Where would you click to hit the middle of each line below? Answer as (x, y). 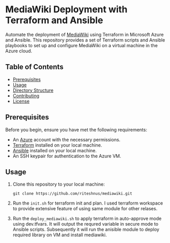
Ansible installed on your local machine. (55, 150)
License (21, 101)
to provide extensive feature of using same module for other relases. (85, 209)
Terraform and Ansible (54, 20)
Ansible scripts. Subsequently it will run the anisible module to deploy (86, 230)
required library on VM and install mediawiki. (60, 235)
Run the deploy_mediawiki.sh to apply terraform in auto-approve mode (87, 218)
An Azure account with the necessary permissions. (67, 139)
